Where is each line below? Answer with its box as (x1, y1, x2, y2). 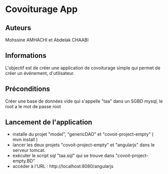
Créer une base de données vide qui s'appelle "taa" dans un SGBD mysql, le (5, 98, 163, 104)
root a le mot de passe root (5, 103, 61, 109)
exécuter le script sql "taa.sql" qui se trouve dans (12, 152, 114, 159)
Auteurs (5, 24, 32, 32)
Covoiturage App (5, 4, 78, 15)
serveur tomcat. (12, 147, 46, 153)
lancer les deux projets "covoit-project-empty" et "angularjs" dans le (12, 142, 155, 148)
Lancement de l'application (5, 118, 93, 127)
